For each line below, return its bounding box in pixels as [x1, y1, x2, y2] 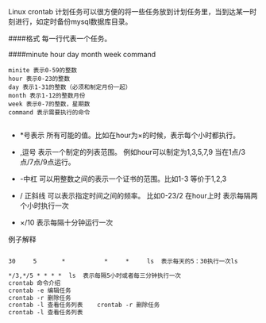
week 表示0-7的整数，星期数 [8, 100, 91, 108]
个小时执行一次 [19, 201, 69, 210]
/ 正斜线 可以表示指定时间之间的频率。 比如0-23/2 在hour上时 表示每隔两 [19, 191, 258, 200]
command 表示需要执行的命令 [8, 109, 91, 117]
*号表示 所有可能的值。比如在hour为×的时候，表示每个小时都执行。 [19, 130, 241, 140]
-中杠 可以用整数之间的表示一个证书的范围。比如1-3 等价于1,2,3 [19, 174, 227, 183]
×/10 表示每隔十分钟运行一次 [19, 217, 114, 227]
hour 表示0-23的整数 [8, 75, 70, 83]
